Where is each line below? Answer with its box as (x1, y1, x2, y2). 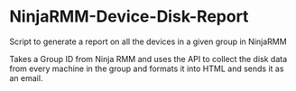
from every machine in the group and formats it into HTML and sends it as (9, 63, 284, 74)
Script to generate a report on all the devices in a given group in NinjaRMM (9, 36, 287, 47)
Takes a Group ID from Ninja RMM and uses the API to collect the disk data (9, 53, 288, 64)
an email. (9, 72, 43, 83)
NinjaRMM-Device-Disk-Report (9, 6, 249, 27)
